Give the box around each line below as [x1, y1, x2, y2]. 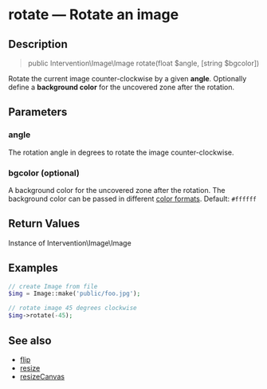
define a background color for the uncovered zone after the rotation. [8, 82, 235, 92]
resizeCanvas [19, 371, 65, 381]
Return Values [8, 217, 80, 230]
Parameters [8, 105, 68, 119]
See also [8, 333, 52, 348]
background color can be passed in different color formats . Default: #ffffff [8, 194, 257, 203]
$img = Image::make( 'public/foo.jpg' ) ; [8, 289, 141, 298]
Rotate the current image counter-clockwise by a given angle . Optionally [8, 74, 247, 83]
